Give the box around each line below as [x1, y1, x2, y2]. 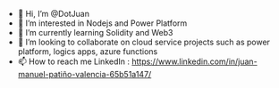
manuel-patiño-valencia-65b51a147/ [17, 69, 152, 79]
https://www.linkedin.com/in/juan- [131, 56, 258, 67]
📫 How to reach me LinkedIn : [17, 56, 130, 67]
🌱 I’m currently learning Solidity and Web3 [17, 28, 173, 37]
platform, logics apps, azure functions [17, 46, 158, 57]
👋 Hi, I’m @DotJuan [17, 9, 90, 19]
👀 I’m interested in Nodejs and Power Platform [17, 18, 188, 28]
